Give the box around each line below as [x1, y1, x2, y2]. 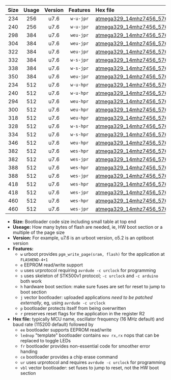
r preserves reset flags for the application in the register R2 [20, 311, 145, 316]
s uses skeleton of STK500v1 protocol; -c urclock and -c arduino [20, 273, 159, 279]
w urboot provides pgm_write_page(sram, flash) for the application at [20, 251, 165, 257]
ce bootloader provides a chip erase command [20, 354, 118, 360]
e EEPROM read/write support [20, 262, 83, 268]
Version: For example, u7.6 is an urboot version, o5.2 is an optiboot [12, 235, 154, 241]
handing [20, 348, 38, 355]
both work [20, 278, 42, 284]
